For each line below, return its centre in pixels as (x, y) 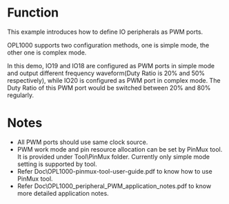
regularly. (21, 95)
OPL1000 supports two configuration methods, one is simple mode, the (108, 45)
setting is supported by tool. (57, 164)
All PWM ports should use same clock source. (82, 142)
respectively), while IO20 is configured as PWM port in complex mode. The (114, 80)
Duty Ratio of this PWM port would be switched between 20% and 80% (109, 88)
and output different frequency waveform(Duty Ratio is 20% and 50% (106, 73)
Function (33, 13)
